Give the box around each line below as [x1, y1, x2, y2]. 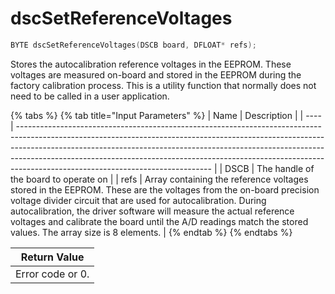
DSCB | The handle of [224, 162, 315, 174]
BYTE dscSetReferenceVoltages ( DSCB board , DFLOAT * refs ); [10, 40, 257, 50]
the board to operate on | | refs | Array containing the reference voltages [10, 173, 309, 185]
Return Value [20, 250, 85, 264]
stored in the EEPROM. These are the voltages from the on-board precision [10, 183, 320, 196]
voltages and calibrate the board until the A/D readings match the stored [10, 215, 309, 227]
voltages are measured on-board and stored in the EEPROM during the [10, 68, 302, 81]
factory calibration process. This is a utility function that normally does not [10, 79, 317, 91]
